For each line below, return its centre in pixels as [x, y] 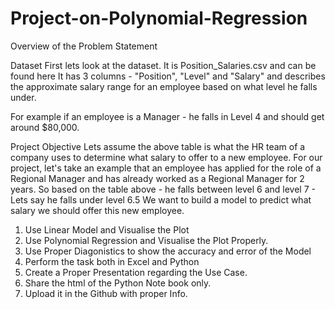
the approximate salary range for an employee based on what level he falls [164, 86]
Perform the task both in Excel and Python [112, 261]
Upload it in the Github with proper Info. [106, 293]
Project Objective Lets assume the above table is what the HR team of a [158, 146]
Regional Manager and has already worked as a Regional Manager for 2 [157, 178]
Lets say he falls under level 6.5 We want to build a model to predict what [161, 199]
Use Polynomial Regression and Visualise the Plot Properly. [146, 240]
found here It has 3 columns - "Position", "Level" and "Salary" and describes [168, 76]
